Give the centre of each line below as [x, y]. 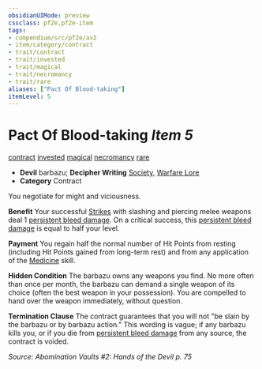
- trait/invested [37, 60]
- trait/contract [37, 52]
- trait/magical [35, 67]
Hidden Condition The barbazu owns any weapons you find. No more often [131, 276]
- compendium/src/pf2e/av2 [52, 38]
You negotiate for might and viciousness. [75, 196]
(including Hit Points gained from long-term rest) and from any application [128, 252]
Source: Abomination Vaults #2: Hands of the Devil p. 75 [100, 357]
